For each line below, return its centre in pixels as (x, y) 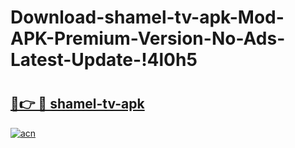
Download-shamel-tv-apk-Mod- (147, 17)
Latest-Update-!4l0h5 (104, 60)
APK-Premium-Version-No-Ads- (148, 38)
